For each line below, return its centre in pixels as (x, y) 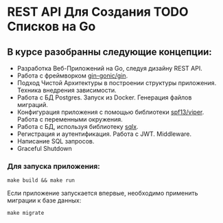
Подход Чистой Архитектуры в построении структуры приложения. (117, 83)
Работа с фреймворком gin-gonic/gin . (72, 75)
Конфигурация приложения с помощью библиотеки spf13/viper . (110, 112)
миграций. (32, 105)
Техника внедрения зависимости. (67, 90)
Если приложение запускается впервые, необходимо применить (103, 193)
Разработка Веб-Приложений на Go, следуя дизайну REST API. (109, 68)
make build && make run (41, 180)
